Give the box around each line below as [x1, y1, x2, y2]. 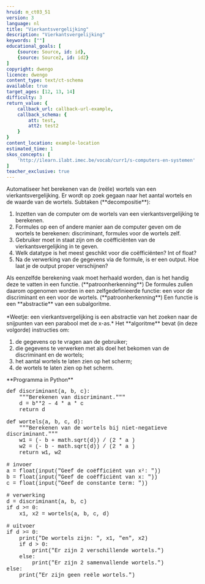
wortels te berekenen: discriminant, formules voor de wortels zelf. [15, 230, 181, 237]
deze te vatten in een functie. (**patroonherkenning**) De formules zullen [6, 281, 193, 288]
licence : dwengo [6, 72, 48, 78]
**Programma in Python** [6, 376, 73, 384]
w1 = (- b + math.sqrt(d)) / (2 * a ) [19, 437, 136, 444]
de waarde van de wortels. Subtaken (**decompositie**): [6, 199, 151, 206]
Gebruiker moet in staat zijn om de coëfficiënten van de [15, 237, 155, 244]
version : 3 [6, 15, 34, 21]
